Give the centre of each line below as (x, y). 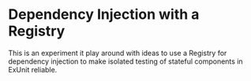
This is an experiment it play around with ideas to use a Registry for (118, 53)
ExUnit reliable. (33, 69)
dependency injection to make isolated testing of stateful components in (126, 61)
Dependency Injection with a (104, 15)
